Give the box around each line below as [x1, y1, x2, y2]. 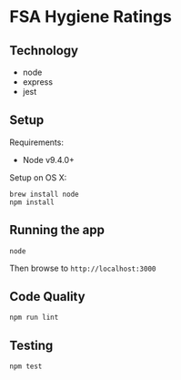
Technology [9, 43, 79, 58]
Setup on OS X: [9, 171, 67, 183]
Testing [9, 337, 54, 353]
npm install [9, 198, 55, 207]
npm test [9, 362, 43, 371]
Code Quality [9, 289, 85, 304]
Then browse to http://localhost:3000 [9, 262, 156, 273]
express [22, 77, 53, 87]
